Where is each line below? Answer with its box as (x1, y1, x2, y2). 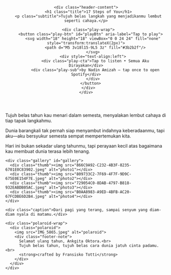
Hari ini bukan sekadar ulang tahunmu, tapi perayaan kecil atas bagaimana (5, 143, 162, 149)
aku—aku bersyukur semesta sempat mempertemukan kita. (5, 133, 132, 139)
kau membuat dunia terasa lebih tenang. (5, 148, 91, 154)
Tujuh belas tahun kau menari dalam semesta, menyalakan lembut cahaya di (5, 112, 166, 118)
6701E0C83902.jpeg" (5, 167, 47, 172)
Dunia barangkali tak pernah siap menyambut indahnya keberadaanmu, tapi (5, 128, 165, 133)
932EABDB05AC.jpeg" (5, 185, 47, 190)
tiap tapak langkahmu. (5, 118, 52, 124)
